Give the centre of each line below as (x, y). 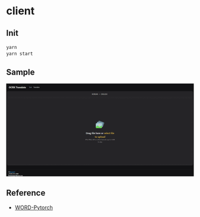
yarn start (20, 54)
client (21, 11)
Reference (26, 193)
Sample (21, 72)
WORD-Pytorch (34, 207)
